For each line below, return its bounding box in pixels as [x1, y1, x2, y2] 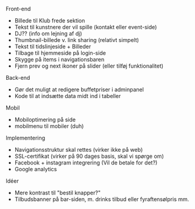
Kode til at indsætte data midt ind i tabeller [14, 93, 121, 99]
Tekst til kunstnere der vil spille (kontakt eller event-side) [14, 24, 157, 30]
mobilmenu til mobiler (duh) [14, 122, 84, 130]
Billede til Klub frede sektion [14, 17, 85, 24]
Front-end [5, 5, 31, 12]
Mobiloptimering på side [14, 116, 76, 123]
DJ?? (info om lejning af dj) [14, 30, 83, 37]
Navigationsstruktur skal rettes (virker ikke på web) [14, 146, 143, 153]
